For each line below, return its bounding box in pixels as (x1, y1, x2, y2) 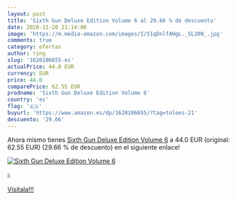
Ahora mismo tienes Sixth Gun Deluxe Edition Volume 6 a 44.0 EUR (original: (7, 135, 230, 144)
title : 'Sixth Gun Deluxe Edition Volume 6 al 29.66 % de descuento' (7, 17, 217, 24)
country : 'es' (7, 96, 50, 104)
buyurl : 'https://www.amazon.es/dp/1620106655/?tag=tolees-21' (7, 109, 198, 116)
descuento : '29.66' (7, 116, 65, 123)
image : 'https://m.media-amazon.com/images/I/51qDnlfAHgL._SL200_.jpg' (7, 30, 223, 38)
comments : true (7, 37, 52, 44)
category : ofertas (7, 43, 62, 50)
